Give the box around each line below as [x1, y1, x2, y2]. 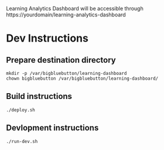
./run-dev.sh [6, 138, 38, 144]
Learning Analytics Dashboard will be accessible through [6, 5, 143, 12]
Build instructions [6, 91, 72, 101]
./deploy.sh [6, 107, 35, 113]
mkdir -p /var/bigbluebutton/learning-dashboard [6, 70, 127, 76]
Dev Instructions [6, 32, 89, 45]
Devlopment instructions [6, 123, 99, 133]
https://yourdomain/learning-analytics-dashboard [6, 11, 126, 18]
